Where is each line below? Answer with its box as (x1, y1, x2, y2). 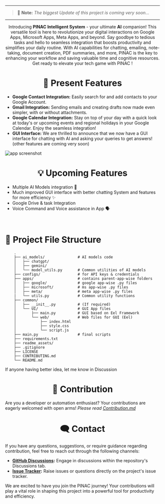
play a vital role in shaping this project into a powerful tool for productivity (5, 488, 155, 494)
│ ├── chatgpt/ (14, 259, 50, 264)
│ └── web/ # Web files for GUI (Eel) (14, 315, 133, 320)
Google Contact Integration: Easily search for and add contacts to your (12, 94, 158, 100)
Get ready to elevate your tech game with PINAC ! (32, 60, 133, 66)
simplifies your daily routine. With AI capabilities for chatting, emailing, (5, 45, 148, 51)
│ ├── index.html (14, 319, 71, 324)
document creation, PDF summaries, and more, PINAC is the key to (22, 50, 158, 56)
